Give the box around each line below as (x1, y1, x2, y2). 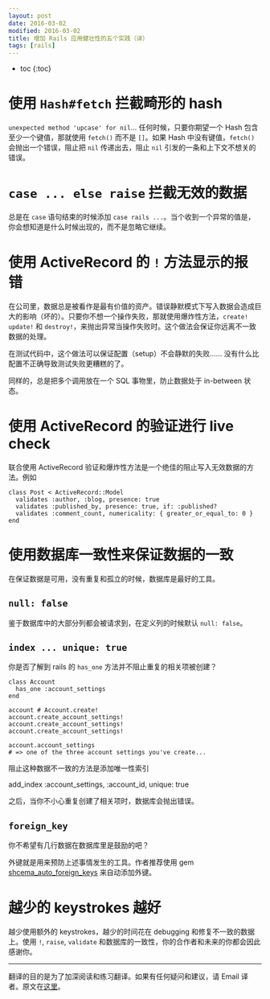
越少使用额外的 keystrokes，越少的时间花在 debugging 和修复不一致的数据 (8, 927, 256, 937)
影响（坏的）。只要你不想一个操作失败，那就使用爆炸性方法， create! (22, 311, 249, 321)
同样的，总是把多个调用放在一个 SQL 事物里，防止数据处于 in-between (8, 376, 243, 385)
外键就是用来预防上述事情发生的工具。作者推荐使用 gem (8, 857, 194, 867)
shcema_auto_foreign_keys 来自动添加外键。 (8, 868, 157, 878)
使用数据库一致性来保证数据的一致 (8, 546, 235, 564)
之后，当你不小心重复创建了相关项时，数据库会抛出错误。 (8, 796, 198, 806)
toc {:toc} (19, 64, 52, 73)
